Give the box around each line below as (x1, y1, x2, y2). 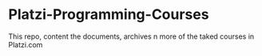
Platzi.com (8, 39, 43, 49)
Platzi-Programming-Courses (8, 6, 209, 24)
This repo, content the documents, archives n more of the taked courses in (8, 32, 255, 41)
